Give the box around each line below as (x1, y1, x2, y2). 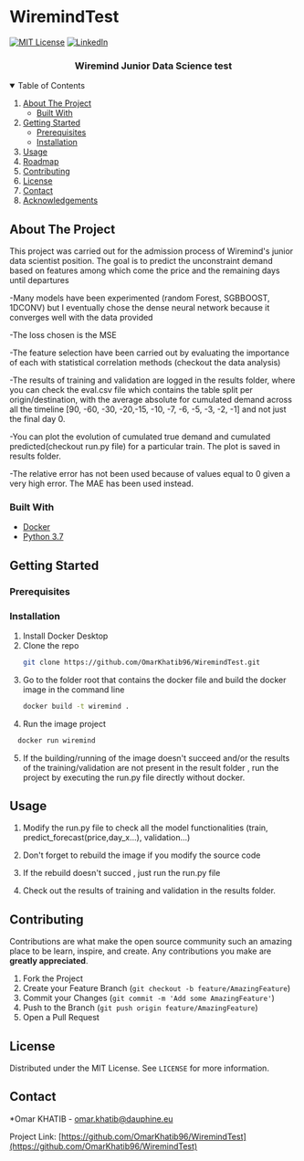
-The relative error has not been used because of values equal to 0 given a (9, 469, 290, 480)
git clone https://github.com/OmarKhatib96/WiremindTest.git (22, 658, 261, 667)
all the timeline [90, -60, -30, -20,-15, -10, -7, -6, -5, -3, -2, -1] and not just (9, 404, 287, 415)
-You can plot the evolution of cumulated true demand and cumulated (9, 431, 271, 442)
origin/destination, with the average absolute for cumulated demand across (9, 395, 292, 406)
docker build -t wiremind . (22, 702, 130, 711)
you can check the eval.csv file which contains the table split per (9, 385, 253, 396)
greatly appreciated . (9, 955, 89, 966)
